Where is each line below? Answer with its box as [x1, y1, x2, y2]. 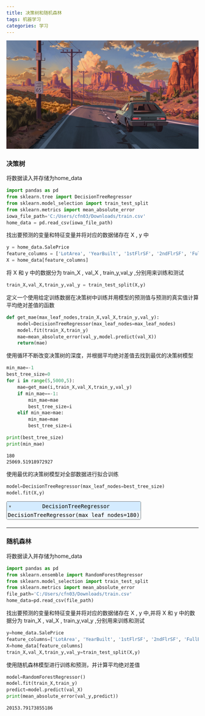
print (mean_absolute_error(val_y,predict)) [6, 693, 119, 700]
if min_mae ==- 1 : [17, 391, 59, 397]
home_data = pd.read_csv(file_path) [6, 598, 95, 604]
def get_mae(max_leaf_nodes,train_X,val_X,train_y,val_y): [6, 314, 160, 320]
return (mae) [17, 340, 48, 346]
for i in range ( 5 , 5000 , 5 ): [6, 378, 75, 384]
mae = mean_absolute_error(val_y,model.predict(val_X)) [17, 333, 157, 340]
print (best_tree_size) [6, 435, 64, 441]
